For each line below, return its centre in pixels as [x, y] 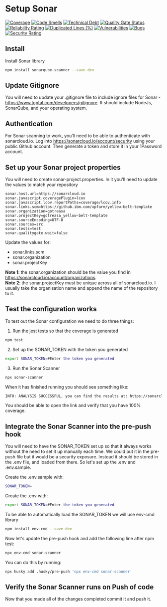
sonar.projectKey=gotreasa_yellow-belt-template [56, 216]
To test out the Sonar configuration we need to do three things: [70, 321]
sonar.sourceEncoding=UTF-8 [34, 220]
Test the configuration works [51, 309]
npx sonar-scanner [24, 377]
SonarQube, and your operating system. [46, 108]
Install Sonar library [25, 61]
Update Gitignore [32, 86]
